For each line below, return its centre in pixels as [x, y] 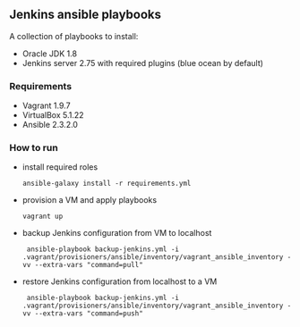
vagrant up [43, 217]
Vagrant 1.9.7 [46, 105]
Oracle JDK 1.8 [50, 54]
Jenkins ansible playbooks [86, 15]
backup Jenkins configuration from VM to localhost [117, 233]
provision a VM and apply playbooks [90, 200]
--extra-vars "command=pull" [89, 265]
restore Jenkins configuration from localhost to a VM [120, 281]
